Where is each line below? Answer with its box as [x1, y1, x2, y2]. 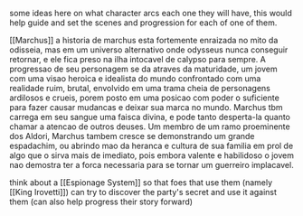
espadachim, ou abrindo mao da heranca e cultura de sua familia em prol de [9, 140, 294, 151]
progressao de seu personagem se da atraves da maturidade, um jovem [9, 63, 278, 74]
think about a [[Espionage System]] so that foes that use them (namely [9, 177, 273, 188]
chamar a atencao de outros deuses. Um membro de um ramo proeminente [9, 121, 291, 132]
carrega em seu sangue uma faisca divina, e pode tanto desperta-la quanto [9, 112, 291, 122]
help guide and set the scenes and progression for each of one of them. [9, 17, 278, 28]
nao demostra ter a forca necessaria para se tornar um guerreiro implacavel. [9, 160, 294, 170]
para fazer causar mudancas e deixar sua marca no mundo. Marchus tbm [9, 102, 283, 112]
